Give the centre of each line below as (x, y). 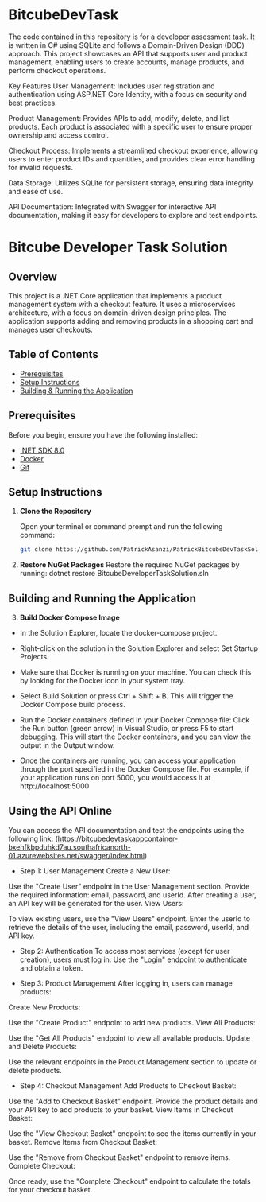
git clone (36, 550)
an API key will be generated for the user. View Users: (96, 903)
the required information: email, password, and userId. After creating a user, (132, 895)
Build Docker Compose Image (70, 617)
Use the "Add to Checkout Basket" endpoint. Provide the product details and (133, 1101)
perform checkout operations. (57, 70)
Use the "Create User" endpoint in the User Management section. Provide (129, 886)
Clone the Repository (55, 512)
